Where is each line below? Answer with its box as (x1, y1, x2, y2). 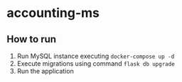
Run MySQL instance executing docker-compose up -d (16, 52, 175, 60)
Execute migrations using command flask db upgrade (16, 59, 175, 68)
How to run (6, 33, 57, 45)
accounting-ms (6, 5, 100, 21)
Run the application (16, 67, 74, 75)
